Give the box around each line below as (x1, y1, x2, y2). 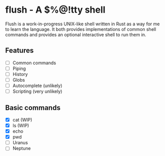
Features (5, 46, 34, 55)
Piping (12, 65, 26, 71)
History (12, 71, 28, 77)
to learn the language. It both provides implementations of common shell (5, 26, 156, 32)
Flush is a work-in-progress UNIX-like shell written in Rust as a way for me (5, 21, 160, 27)
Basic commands (5, 103, 61, 112)
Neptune (12, 145, 31, 151)
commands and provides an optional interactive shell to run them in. (5, 31, 146, 37)
